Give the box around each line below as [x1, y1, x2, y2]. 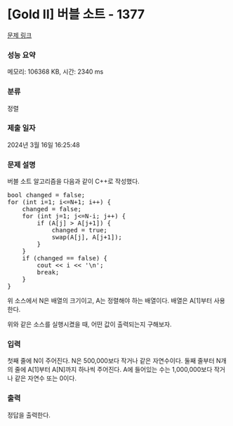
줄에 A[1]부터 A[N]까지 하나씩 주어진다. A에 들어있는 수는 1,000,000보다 [14, 366, 213, 374]
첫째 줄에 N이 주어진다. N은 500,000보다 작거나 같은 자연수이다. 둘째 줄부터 [7, 357, 215, 365]
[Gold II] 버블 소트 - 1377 [7, 6, 145, 22]
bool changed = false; [7, 191, 86, 199]
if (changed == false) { [22, 254, 107, 262]
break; [36, 268, 60, 277]
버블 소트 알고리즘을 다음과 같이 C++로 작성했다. [7, 177, 140, 186]
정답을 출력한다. [7, 411, 51, 419]
